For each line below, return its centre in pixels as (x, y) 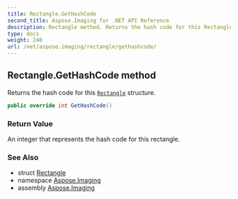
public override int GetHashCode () (60, 106)
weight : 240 (25, 40)
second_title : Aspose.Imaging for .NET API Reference (89, 21)
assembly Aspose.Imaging (56, 188)
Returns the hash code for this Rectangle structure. (81, 92)
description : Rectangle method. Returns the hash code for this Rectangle (120, 27)
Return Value (30, 123)
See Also (23, 157)
